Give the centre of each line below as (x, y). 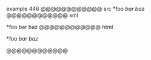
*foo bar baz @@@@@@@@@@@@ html (60, 27)
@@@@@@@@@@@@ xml (42, 15)
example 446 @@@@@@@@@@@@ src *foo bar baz (75, 9)
